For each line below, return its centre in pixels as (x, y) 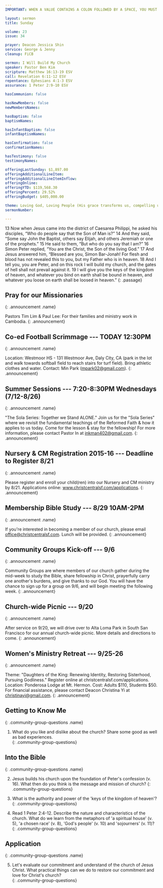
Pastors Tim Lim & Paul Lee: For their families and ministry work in (71, 316)
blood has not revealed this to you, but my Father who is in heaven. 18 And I (81, 259)
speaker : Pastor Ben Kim (30, 67)
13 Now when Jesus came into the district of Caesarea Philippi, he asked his (81, 228)
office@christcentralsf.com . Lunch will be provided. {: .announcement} (76, 534)
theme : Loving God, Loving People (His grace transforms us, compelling (80, 205)
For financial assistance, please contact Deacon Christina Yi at (67, 690)
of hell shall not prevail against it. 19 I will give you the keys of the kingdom (80, 269)
